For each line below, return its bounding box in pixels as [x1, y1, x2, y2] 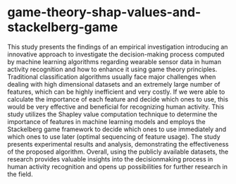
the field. [7, 170, 33, 178]
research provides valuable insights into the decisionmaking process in [7, 154, 213, 163]
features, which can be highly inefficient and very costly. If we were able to [7, 87, 225, 96]
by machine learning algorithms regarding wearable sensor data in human [7, 57, 222, 66]
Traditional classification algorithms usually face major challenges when [7, 72, 216, 81]
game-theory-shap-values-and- [7, 4, 201, 20]
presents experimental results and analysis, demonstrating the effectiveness [7, 140, 229, 148]
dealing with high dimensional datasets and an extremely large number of [7, 80, 221, 88]
